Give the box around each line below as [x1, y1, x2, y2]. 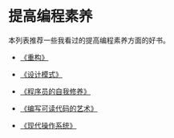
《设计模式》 [19, 69, 63, 79]
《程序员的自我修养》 [19, 86, 91, 96]
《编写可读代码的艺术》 [19, 103, 98, 113]
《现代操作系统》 [19, 120, 77, 130]
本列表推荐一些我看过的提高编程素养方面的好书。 [8, 35, 170, 45]
